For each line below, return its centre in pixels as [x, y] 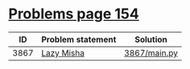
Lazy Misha [63, 53]
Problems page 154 [74, 14]
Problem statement [79, 39]
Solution [151, 39]
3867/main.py [151, 53]
